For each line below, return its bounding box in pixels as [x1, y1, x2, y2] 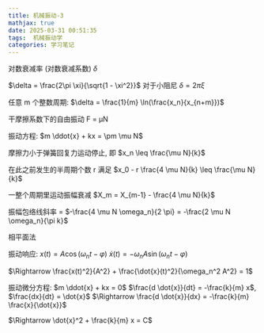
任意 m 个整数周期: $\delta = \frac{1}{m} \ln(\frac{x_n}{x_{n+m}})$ [8, 98, 224, 107]
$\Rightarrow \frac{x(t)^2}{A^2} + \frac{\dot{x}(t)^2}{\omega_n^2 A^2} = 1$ [8, 266, 253, 276]
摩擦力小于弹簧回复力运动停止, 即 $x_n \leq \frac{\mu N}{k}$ [8, 148, 206, 158]
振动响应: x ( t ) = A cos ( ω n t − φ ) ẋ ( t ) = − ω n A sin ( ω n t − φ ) [8, 249, 188, 260]
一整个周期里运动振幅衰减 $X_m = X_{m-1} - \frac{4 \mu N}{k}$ [8, 190, 216, 200]
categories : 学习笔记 [8, 41, 75, 49]
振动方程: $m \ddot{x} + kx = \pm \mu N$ [8, 132, 144, 141]
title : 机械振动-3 [8, 11, 65, 20]
